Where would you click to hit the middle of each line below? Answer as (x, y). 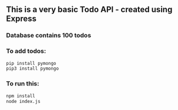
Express (21, 19)
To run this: (23, 84)
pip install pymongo (31, 63)
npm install (21, 96)
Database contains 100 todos (49, 36)
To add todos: (26, 51)
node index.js (23, 101)
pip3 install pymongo (33, 69)
